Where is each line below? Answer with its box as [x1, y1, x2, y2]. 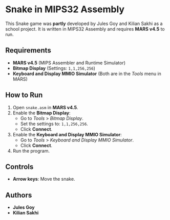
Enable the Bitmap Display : [12, 110, 71, 116]
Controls [5, 162, 34, 171]
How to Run [5, 91, 43, 100]
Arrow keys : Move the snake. [12, 176, 75, 182]
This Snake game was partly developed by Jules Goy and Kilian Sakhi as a [5, 20, 163, 27]
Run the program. [12, 148, 50, 154]
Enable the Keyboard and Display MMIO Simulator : [12, 131, 122, 137]
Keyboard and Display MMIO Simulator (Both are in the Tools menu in [12, 70, 161, 77]
